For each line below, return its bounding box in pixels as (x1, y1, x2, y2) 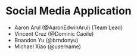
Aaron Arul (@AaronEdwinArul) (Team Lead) (14, 24, 123, 31)
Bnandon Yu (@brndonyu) (14, 36, 79, 43)
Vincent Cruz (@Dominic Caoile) (14, 30, 94, 37)
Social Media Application (5, 4, 132, 18)
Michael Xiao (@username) (14, 43, 82, 50)
